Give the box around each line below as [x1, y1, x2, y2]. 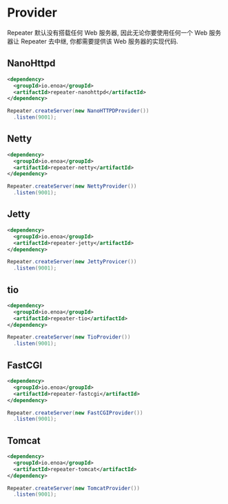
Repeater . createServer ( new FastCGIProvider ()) [7, 409, 143, 416]
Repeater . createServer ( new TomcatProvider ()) [7, 485, 140, 492]
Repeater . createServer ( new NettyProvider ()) [7, 183, 137, 190]
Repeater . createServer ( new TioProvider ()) [7, 334, 131, 341]
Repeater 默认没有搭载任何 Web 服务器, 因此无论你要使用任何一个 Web [7, 28, 208, 37]
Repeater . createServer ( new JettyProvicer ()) [7, 259, 137, 265]
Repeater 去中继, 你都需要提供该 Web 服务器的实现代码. [20, 37, 179, 46]
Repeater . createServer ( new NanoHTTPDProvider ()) [7, 108, 149, 114]
